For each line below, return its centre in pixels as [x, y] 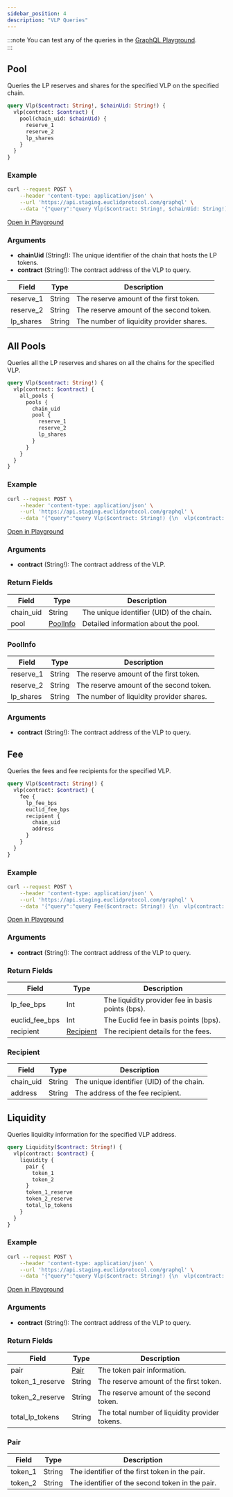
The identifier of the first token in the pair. [137, 1472]
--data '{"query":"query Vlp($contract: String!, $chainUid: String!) [124, 209]
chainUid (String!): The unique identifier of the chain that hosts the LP [117, 255]
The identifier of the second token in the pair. [143, 1483]
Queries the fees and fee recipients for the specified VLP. [89, 771]
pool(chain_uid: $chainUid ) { [63, 119]
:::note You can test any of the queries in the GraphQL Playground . [102, 40]
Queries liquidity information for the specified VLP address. [92, 1135]
